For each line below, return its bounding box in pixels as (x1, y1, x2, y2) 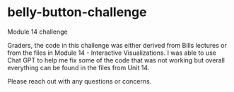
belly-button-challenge (7, 4, 147, 20)
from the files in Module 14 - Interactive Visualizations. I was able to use (7, 48, 217, 57)
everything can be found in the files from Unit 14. (7, 63, 150, 72)
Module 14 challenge (7, 27, 69, 36)
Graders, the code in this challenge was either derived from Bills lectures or (7, 41, 228, 49)
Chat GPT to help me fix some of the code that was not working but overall (7, 55, 225, 64)
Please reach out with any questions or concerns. (7, 77, 152, 85)
